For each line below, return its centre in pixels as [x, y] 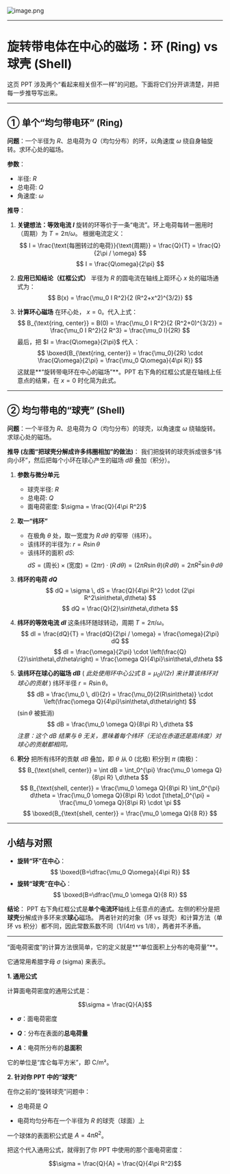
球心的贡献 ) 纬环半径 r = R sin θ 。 [64, 683]
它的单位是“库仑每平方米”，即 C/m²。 [60, 1062]
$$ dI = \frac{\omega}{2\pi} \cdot [101, 652]
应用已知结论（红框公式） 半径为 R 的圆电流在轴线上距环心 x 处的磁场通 [118, 278]
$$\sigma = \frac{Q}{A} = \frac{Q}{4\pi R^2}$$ [115, 1164]
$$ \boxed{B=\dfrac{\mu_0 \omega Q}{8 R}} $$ [120, 894]
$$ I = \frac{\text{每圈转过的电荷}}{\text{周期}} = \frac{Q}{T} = [108, 245]
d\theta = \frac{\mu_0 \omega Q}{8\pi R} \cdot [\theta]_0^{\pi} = [120, 795]
